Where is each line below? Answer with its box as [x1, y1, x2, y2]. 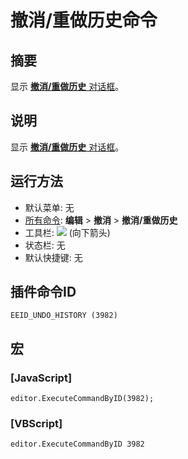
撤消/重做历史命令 [10, 9, 158, 32]
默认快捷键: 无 [24, 251, 83, 263]
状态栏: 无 [24, 239, 66, 251]
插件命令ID [10, 284, 77, 301]
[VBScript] [10, 417, 63, 431]
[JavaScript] [10, 371, 73, 385]
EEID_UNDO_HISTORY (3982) [10, 311, 118, 321]
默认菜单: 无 [24, 201, 75, 213]
